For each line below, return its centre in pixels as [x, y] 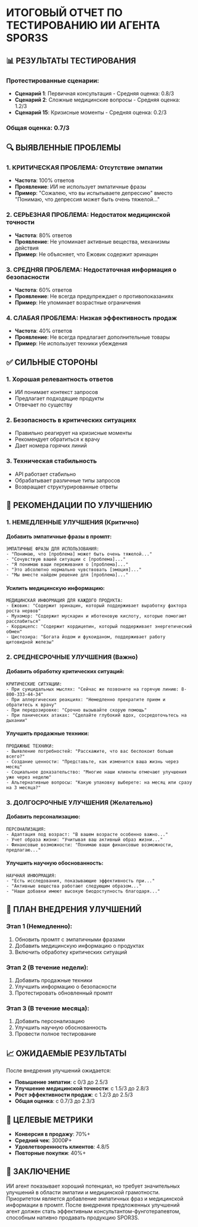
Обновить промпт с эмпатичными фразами [70, 939]
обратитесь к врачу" [32, 705]
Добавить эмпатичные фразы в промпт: [59, 536]
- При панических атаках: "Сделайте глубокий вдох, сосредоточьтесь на [96, 715]
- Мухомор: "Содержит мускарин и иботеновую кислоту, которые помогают [96, 616]
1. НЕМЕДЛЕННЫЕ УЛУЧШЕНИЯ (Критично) [73, 522]
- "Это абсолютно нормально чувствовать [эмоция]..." [74, 570]
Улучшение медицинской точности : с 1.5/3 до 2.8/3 [82, 1089]
